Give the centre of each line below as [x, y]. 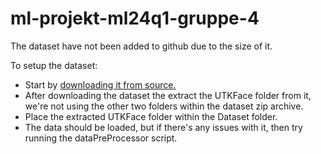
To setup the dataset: [54, 65]
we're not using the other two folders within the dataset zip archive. [164, 106]
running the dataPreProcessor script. [101, 138]
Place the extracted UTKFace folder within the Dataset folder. [151, 116]
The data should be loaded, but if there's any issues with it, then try [163, 127]
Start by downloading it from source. [100, 84]
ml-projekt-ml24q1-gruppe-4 [135, 18]
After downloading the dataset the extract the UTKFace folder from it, [168, 95]
